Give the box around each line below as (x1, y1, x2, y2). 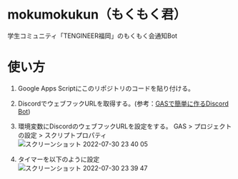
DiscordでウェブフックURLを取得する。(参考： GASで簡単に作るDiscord (17, 99, 229, 108)
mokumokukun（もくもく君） (7, 6, 187, 23)
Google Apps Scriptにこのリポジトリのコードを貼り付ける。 (17, 83, 194, 93)
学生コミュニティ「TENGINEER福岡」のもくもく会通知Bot (7, 31, 177, 40)
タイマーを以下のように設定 (17, 155, 100, 163)
